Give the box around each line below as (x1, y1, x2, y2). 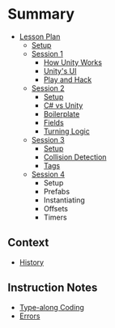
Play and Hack (43, 75, 92, 84)
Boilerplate (43, 109, 80, 118)
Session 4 (31, 169, 66, 179)
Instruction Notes (7, 281, 98, 295)
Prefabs (43, 186, 70, 196)
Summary (7, 5, 75, 23)
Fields (43, 117, 64, 127)
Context (7, 236, 49, 249)
